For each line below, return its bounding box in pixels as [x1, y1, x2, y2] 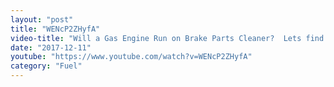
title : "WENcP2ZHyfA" [10, 24, 101, 34]
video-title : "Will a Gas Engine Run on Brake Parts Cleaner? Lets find [10, 33, 325, 43]
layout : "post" [10, 14, 74, 25]
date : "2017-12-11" [10, 42, 92, 53]
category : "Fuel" [10, 61, 83, 71]
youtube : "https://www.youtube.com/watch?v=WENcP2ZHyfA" [10, 52, 253, 62]
